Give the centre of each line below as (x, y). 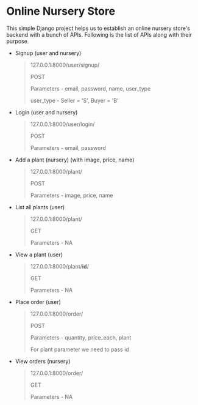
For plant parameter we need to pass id (80, 349)
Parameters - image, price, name (72, 195)
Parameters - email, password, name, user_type (90, 88)
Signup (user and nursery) (48, 53)
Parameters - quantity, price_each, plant (81, 337)
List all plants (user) (40, 207)
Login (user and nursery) (46, 112)
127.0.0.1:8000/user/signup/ (65, 65)
